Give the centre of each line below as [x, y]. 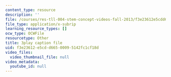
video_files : [19, 52]
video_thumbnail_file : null [40, 57]
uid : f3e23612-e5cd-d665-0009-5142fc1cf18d [52, 48]
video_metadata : [22, 62]
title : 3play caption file [34, 43]
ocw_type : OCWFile [25, 33]
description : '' [22, 15]
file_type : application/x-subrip [41, 24]
